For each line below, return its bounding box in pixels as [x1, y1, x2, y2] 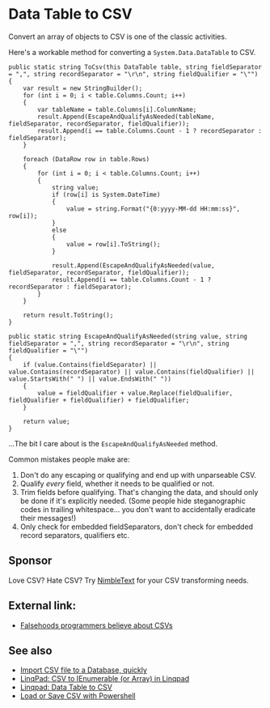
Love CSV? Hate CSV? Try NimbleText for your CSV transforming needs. [8, 575, 249, 585]
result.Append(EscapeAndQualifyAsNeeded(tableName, [37, 113, 216, 121]
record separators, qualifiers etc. [19, 530, 130, 540]
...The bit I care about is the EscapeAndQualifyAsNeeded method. [8, 438, 218, 448]
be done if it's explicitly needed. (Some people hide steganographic [19, 496, 247, 505]
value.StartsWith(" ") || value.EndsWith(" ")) [8, 374, 172, 383]
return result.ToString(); [23, 311, 114, 319]
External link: [8, 599, 77, 612]
